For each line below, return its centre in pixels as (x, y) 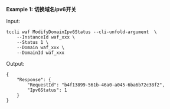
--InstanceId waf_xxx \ (46, 37)
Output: (15, 64)
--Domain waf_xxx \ (41, 47)
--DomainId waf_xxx (41, 53)
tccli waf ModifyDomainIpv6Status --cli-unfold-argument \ (82, 32)
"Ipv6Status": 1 (47, 90)
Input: (13, 21)
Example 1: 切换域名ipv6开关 (41, 9)
